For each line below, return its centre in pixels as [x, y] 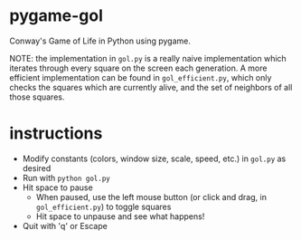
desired [37, 168]
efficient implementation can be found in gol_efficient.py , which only [141, 77]
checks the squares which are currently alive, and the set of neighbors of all [151, 87]
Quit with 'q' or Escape [65, 226]
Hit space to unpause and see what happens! [120, 216]
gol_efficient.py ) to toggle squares [103, 206]
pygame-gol [56, 16]
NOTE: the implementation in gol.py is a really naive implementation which [148, 58]
